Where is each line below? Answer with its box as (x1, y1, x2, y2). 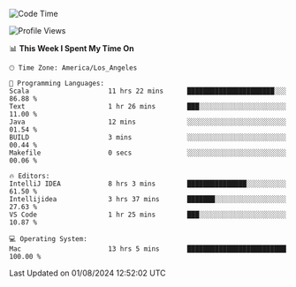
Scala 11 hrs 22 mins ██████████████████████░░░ (9, 87, 287, 95)
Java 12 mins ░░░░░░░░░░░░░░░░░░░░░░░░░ (9, 117, 287, 126)
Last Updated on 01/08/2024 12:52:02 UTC (9, 268, 166, 278)
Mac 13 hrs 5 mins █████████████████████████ (9, 245, 287, 253)
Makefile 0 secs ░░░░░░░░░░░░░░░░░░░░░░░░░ (9, 148, 287, 157)
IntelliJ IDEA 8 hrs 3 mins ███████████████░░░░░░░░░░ (9, 179, 287, 188)
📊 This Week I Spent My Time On (9, 43, 134, 53)
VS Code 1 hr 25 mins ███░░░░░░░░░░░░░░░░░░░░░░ (9, 210, 287, 219)
